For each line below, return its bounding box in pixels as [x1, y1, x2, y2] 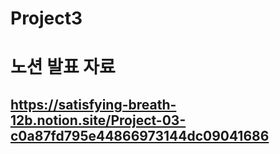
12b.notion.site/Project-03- [10, 112, 187, 129]
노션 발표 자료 [10, 56, 116, 79]
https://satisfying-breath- [10, 96, 177, 113]
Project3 [10, 7, 83, 30]
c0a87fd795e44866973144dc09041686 [10, 127, 270, 144]
